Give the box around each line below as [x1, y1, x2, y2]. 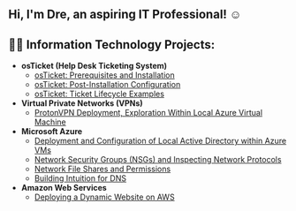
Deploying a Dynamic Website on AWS [34, 192, 175, 202]
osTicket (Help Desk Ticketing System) [20, 61, 168, 72]
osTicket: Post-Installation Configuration [34, 79, 181, 90]
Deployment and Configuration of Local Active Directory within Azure [34, 136, 287, 147]
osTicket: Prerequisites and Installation [34, 70, 176, 80]
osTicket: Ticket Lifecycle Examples [34, 88, 165, 100]
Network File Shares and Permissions [34, 163, 171, 175]
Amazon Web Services [20, 183, 107, 193]
